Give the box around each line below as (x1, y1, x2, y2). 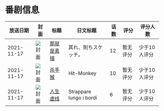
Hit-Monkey (68, 69, 97, 76)
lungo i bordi (68, 94, 98, 101)
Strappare (68, 88, 91, 95)
